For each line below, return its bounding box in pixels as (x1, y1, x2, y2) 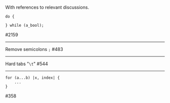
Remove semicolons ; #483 (5, 46, 63, 52)
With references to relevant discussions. (5, 5, 90, 10)
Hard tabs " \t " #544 (5, 61, 48, 67)
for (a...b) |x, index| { (5, 75, 60, 80)
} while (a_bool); (5, 23, 44, 28)
